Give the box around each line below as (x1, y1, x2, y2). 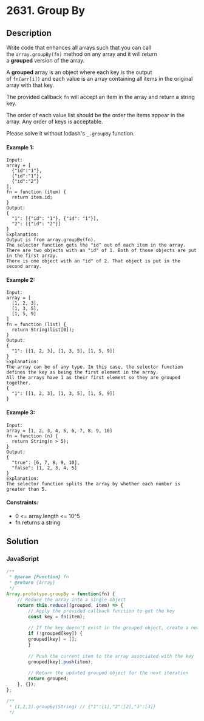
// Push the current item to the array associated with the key (28, 653, 194, 659)
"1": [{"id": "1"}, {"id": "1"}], (12, 216, 99, 222)
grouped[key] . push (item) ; (28, 658, 94, 665)
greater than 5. (6, 486, 47, 492)
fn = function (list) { (6, 321, 67, 328)
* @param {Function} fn (8, 574, 69, 580)
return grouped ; (28, 675, 69, 682)
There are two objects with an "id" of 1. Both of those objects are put (6, 247, 197, 254)
